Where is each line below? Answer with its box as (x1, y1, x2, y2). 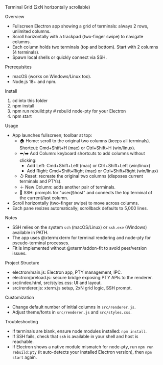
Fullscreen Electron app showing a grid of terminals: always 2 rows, (12, 23, 149, 29)
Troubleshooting (5, 319, 38, 324)
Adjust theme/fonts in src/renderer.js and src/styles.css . (12, 309, 132, 315)
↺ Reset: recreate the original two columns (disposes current (19, 173, 143, 179)
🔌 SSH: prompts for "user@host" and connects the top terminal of (19, 190, 153, 195)
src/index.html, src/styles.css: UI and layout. (12, 280, 102, 286)
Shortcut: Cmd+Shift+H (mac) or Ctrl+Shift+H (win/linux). (19, 145, 136, 151)
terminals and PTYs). (19, 179, 62, 184)
